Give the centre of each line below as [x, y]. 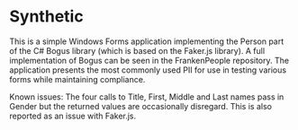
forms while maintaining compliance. [77, 79]
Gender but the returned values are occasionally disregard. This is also [141, 106]
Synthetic [46, 17]
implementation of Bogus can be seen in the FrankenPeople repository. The [149, 60]
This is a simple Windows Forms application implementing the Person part [147, 41]
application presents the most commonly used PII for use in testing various [148, 70]
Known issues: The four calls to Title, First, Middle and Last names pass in [147, 97]
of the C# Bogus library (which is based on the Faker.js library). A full [137, 50]
